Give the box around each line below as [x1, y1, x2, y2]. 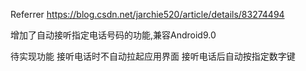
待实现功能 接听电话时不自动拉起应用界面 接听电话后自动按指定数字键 [10, 50, 296, 62]
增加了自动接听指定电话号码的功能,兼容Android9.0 [10, 29, 217, 41]
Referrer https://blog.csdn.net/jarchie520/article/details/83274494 [10, 9, 285, 20]
